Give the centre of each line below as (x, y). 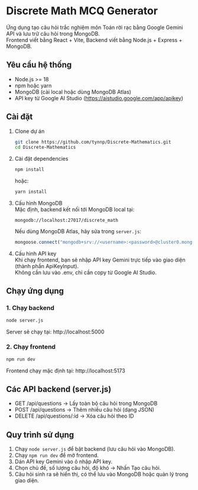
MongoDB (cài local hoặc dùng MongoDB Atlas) (73, 92)
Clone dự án (30, 131)
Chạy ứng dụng (35, 291)
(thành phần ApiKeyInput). (46, 266)
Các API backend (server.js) (59, 389)
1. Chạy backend (30, 308)
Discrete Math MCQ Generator (82, 11)
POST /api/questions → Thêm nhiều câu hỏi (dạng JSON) (85, 410)
